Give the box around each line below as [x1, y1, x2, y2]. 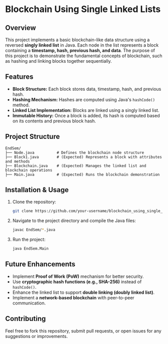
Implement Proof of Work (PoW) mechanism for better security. [12, 273, 144, 279]
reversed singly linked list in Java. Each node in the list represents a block [5, 42, 159, 48]
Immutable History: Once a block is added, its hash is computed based [12, 112, 160, 118]
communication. [12, 300, 46, 306]
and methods [5, 159, 30, 164]
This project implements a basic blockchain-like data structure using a [5, 37, 150, 43]
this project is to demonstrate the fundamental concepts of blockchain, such [5, 53, 162, 59]
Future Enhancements [5, 260, 76, 269]
